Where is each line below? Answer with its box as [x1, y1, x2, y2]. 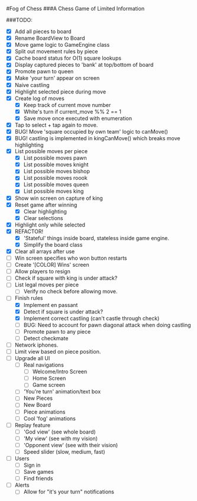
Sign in [23, 461, 41, 468]
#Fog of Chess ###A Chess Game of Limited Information [6, 5, 145, 12]
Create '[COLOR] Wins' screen [14, 261, 90, 269]
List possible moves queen [23, 181, 89, 188]
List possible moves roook [23, 174, 88, 182]
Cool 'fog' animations [23, 415, 76, 422]
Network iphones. [14, 341, 59, 348]
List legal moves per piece [14, 281, 79, 289]
